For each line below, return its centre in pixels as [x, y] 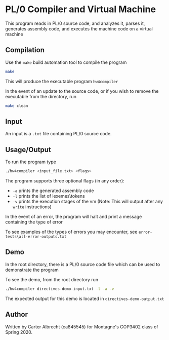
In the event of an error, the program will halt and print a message [74, 217]
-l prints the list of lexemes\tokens [49, 196]
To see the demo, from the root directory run [52, 279]
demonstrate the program [32, 270]
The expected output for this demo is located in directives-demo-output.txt [85, 298]
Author [16, 314]
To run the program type [31, 162]
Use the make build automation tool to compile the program [66, 62]
